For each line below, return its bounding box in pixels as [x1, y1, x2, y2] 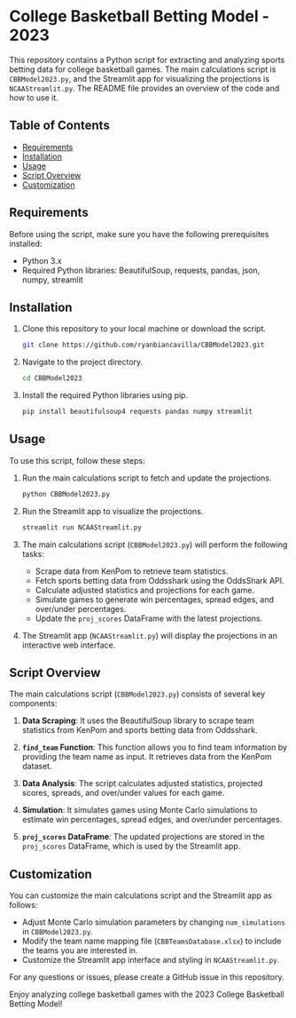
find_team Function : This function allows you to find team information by [21, 742, 288, 752]
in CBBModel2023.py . [21, 927, 93, 937]
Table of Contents [9, 118, 111, 133]
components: [9, 698, 58, 709]
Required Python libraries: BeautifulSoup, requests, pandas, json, [21, 265, 261, 275]
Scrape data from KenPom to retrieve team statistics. [35, 566, 229, 577]
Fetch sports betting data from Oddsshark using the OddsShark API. [35, 575, 285, 585]
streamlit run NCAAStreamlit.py [21, 522, 142, 532]
